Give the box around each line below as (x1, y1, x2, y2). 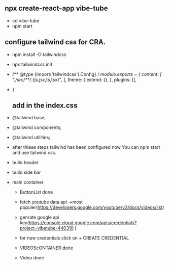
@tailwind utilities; (12, 135, 51, 141)
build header (12, 160, 39, 166)
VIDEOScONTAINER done (19, 245, 74, 251)
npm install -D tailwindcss (12, 51, 66, 58)
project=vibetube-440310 (19, 225, 74, 231)
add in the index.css (12, 101, 78, 110)
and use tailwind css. (12, 150, 56, 156)
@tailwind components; (12, 124, 62, 130)
